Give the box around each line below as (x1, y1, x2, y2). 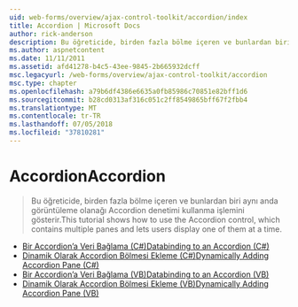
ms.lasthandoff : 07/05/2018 (9, 120, 114, 129)
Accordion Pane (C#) (21, 259, 99, 270)
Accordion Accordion (9, 166, 166, 187)
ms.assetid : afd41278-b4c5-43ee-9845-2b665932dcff (9, 63, 200, 72)
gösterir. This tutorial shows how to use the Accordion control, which (30, 214, 281, 225)
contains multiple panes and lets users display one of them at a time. (30, 223, 282, 234)
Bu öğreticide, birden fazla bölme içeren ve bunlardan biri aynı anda (30, 196, 278, 206)
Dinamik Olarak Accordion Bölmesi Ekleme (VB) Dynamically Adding (21, 278, 269, 288)
